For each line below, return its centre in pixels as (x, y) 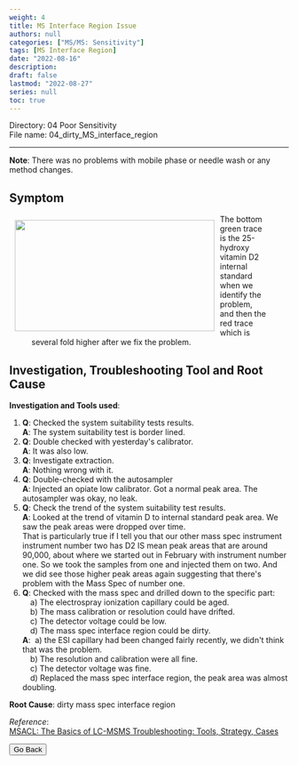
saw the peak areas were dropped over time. (104, 527)
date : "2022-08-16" (45, 59)
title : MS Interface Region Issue (73, 26)
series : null (33, 92)
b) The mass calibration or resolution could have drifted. (132, 612)
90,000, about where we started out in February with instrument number (154, 555)
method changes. (41, 170)
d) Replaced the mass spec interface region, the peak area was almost (159, 678)
